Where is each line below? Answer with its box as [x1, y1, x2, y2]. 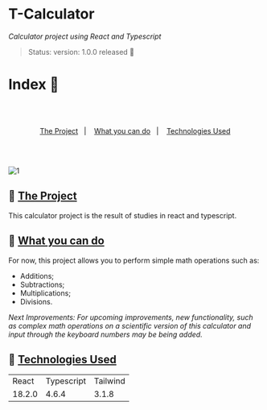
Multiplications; [19, 288, 71, 298]
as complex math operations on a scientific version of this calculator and [8, 321, 252, 330]
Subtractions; [19, 280, 65, 289]
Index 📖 [8, 76, 60, 93]
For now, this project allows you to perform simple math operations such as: [8, 255, 260, 265]
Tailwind [93, 375, 126, 387]
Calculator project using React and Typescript [8, 31, 162, 41]
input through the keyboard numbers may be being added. [8, 329, 203, 339]
